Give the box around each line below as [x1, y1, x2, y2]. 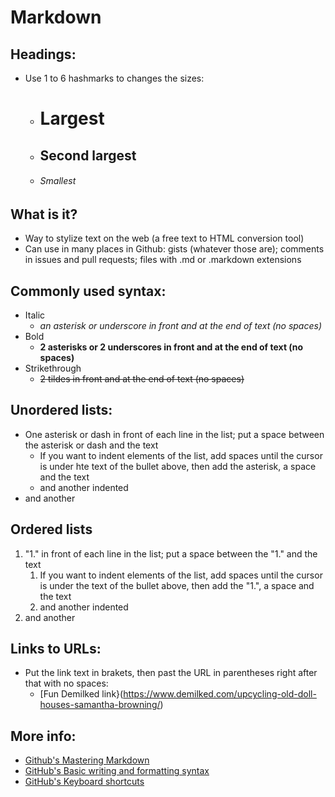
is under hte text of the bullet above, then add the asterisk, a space [39, 460, 317, 472]
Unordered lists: [10, 402, 113, 419]
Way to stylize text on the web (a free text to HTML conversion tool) [24, 232, 305, 245]
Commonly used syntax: [10, 282, 167, 300]
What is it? [10, 206, 78, 223]
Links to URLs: [10, 641, 102, 658]
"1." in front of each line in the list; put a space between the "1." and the [24, 547, 318, 560]
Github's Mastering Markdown [24, 754, 150, 766]
